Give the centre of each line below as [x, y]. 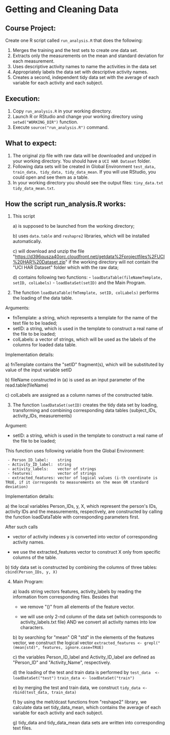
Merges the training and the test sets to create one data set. [75, 50]
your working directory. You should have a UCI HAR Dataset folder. [82, 161]
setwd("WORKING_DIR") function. [45, 122]
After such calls [22, 527]
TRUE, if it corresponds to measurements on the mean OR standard [77, 482]
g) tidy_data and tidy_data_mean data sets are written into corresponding [89, 723]
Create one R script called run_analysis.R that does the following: [74, 40]
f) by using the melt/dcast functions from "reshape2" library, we [80, 702]
